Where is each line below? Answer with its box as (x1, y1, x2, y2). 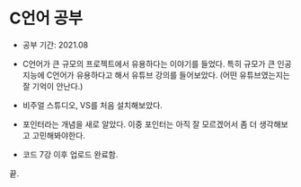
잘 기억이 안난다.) (22, 81, 84, 91)
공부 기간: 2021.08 (22, 39, 88, 50)
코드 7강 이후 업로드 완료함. (22, 149, 119, 159)
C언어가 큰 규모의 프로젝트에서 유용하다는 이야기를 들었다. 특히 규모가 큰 (22, 58, 276, 69)
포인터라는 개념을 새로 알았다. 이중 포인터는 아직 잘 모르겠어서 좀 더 (22, 118, 258, 130)
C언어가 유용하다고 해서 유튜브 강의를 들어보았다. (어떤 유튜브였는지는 (46, 69, 290, 81)
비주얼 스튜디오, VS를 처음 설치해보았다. (22, 99, 164, 110)
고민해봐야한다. (31, 130, 85, 140)
